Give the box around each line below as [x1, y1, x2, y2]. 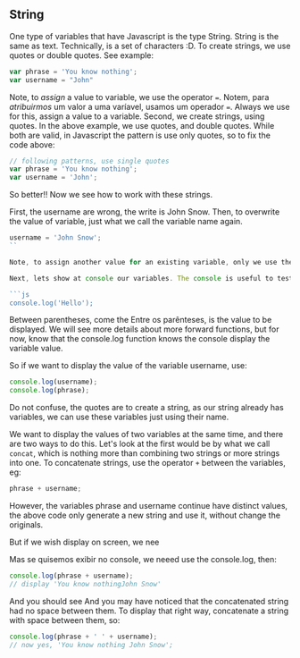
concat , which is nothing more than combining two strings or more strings [9, 448, 280, 459]
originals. [9, 519, 44, 530]
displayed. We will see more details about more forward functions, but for [9, 324, 279, 334]
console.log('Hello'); [9, 299, 94, 308]
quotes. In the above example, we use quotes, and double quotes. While [9, 120, 275, 131]
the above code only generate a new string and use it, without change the [9, 510, 281, 521]
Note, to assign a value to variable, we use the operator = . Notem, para [9, 91, 270, 102]
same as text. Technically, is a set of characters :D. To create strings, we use [9, 40, 291, 51]
